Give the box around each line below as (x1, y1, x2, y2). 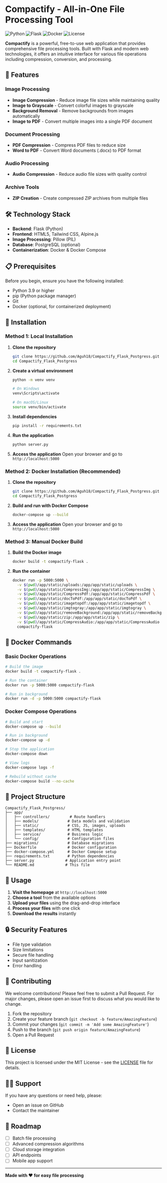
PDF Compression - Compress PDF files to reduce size (12, 142, 126, 148)
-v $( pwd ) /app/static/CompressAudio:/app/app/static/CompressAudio (17, 619, 160, 625)
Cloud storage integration (12, 1147, 65, 1153)
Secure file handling (12, 952, 54, 958)
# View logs (5, 760, 30, 765)
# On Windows (12, 386, 40, 392)
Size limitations (12, 946, 44, 952)
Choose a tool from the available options (12, 895, 96, 901)
